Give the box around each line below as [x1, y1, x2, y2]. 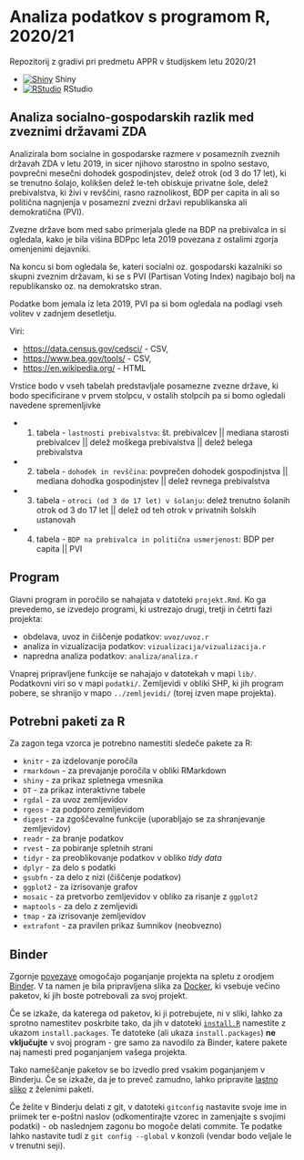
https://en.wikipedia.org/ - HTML [22, 362, 147, 373]
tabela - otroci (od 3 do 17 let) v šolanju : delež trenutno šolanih [35, 494, 290, 505]
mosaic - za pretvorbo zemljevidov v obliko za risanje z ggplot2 [22, 891, 258, 902]
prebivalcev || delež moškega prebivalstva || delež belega [35, 436, 253, 448]
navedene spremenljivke [9, 399, 102, 410]
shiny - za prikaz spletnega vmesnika [22, 775, 164, 786]
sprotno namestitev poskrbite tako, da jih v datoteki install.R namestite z [9, 1018, 287, 1029]
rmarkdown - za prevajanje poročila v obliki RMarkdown [22, 765, 227, 776]
